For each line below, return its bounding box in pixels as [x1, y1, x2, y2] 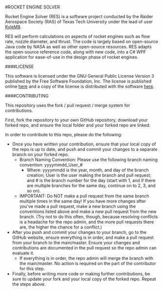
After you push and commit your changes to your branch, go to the [12, 229, 147, 235]
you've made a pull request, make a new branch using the [19, 204, 136, 209]
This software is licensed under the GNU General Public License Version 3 [5, 73, 155, 79]
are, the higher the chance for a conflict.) [19, 224, 102, 230]
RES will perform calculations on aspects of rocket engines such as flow [5, 34, 150, 39]
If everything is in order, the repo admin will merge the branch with [19, 255, 154, 261]
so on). [26, 188, 41, 193]
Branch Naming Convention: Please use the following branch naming [19, 157, 158, 163]
